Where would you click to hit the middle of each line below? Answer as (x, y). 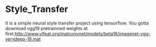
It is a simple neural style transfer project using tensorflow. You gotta (77, 23)
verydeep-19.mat (23, 39)
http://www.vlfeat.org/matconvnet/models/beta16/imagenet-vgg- (83, 33)
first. (10, 33)
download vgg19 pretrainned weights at (46, 28)
